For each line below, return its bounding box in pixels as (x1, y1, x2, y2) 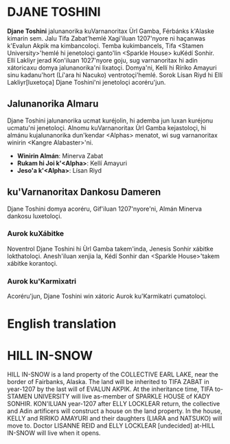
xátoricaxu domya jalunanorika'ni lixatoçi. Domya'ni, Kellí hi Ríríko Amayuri (7, 63, 218, 72)
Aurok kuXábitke (7, 229, 65, 238)
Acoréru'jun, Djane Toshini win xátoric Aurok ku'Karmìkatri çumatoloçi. (7, 292, 207, 300)
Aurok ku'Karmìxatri (7, 276, 77, 286)
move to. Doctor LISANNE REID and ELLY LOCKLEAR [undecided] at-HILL (7, 421, 215, 430)
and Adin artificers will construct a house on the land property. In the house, (7, 407, 222, 415)
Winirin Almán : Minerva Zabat (16, 151, 104, 160)
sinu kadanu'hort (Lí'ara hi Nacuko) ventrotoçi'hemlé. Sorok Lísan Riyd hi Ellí (7, 70, 223, 79)
